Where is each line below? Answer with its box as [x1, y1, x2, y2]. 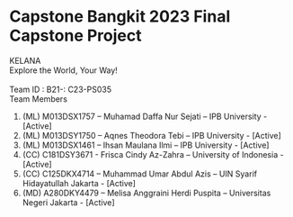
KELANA [9, 55, 41, 66]
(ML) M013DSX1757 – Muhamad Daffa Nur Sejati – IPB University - [22, 111, 268, 122]
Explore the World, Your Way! [9, 65, 119, 76]
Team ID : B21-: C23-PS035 [9, 84, 112, 95]
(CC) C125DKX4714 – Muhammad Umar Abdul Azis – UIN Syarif [22, 168, 258, 179]
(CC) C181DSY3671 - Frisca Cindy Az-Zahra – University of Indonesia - [22, 149, 285, 159]
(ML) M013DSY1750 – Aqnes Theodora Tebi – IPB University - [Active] [22, 130, 281, 140]
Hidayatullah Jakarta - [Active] [22, 177, 137, 188]
